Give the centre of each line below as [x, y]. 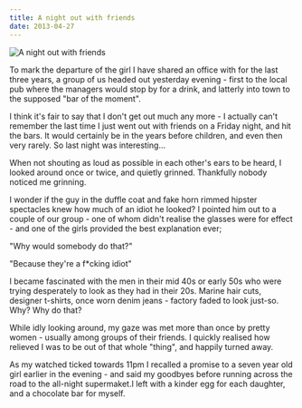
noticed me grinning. [48, 181]
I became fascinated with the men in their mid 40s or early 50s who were [146, 281]
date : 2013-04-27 [42, 26]
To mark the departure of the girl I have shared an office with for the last [144, 70]
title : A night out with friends [72, 18]
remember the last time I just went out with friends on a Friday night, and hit [150, 126]
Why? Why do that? [46, 310]
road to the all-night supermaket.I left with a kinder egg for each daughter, [147, 384]
